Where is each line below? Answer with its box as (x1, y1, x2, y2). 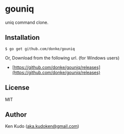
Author (5, 110, 27, 118)
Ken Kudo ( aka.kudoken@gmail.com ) (5, 123, 79, 129)
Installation (5, 33, 40, 42)
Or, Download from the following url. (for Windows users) (5, 55, 120, 61)
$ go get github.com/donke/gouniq (5, 46, 75, 51)
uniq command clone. (5, 19, 49, 25)
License (5, 84, 30, 92)
